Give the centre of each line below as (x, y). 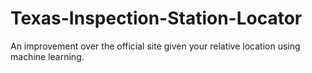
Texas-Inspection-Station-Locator (156, 18)
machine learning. (47, 56)
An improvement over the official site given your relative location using (155, 46)
